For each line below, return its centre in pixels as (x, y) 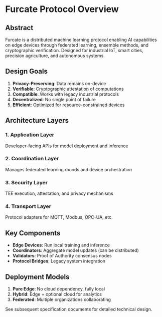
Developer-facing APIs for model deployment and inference (67, 146)
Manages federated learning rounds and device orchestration (69, 169)
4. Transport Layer (28, 206)
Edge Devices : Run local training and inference (61, 245)
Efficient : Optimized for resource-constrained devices (68, 105)
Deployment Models (37, 277)
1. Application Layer (30, 135)
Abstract (19, 28)
